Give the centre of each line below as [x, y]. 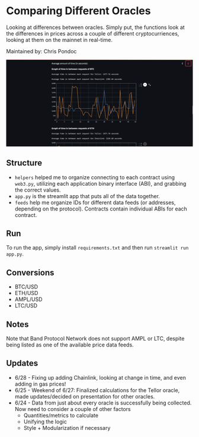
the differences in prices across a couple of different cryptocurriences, [93, 33]
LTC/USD [26, 306]
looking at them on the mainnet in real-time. [60, 40]
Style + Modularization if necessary [67, 428]
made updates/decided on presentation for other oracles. [85, 396]
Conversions [30, 272]
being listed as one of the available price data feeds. [70, 345]
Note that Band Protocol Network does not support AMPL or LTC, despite [95, 338]
